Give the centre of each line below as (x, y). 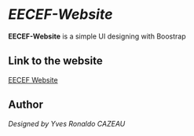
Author (26, 105)
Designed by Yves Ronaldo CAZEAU (67, 123)
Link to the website (56, 61)
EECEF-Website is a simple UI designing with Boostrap (97, 36)
